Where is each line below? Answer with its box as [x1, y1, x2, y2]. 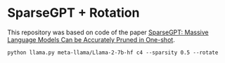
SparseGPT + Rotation [7, 5, 140, 21]
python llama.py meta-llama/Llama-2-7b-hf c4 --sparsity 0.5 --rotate [7, 49, 219, 56]
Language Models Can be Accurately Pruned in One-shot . [7, 35, 176, 43]
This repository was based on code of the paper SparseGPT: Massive [7, 28, 209, 36]
